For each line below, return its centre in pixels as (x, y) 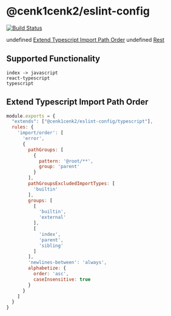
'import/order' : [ (40, 133)
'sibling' (51, 246)
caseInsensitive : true (62, 279)
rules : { (23, 127)
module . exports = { (31, 116)
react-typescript (28, 78)
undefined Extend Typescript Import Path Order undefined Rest (85, 39)
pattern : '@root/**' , (66, 161)
